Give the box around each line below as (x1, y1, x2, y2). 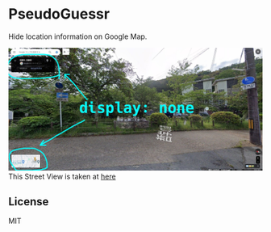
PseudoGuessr (8, 5, 110, 23)
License (8, 195, 49, 209)
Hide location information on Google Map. (8, 32, 148, 41)
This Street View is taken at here (8, 171, 116, 181)
